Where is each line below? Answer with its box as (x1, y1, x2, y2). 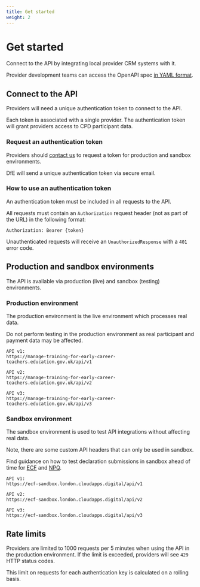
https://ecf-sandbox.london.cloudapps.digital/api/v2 (6, 497, 143, 503)
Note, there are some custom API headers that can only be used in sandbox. (6, 446, 194, 453)
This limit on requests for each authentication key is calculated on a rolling (6, 569, 189, 576)
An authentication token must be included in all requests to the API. (6, 198, 171, 205)
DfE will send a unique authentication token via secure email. (6, 169, 156, 177)
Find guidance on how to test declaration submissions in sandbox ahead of (6, 458, 191, 465)
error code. (6, 244, 34, 252)
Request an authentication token (6, 138, 103, 146)
